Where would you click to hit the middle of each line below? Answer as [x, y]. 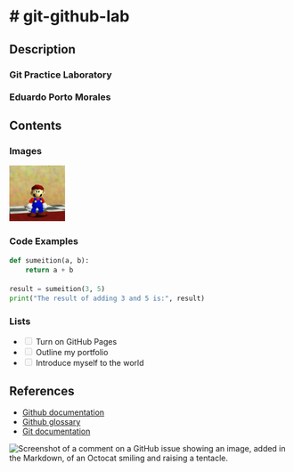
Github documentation [63, 412]
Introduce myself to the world [90, 363]
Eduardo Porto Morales [60, 97]
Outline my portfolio [72, 353]
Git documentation [56, 431]
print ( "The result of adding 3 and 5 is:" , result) [107, 298]
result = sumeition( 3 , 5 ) [57, 289]
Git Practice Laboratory [61, 75]
